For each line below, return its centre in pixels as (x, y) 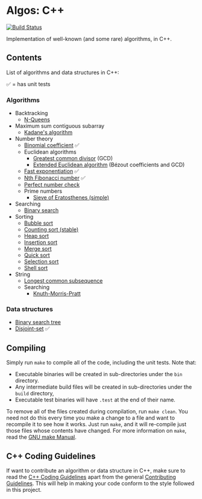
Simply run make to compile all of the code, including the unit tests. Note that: (101, 363)
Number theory (34, 139)
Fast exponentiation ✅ (52, 171)
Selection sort (41, 262)
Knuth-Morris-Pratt (57, 293)
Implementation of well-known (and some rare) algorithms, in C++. (89, 39)
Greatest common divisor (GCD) (73, 158)
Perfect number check (52, 185)
